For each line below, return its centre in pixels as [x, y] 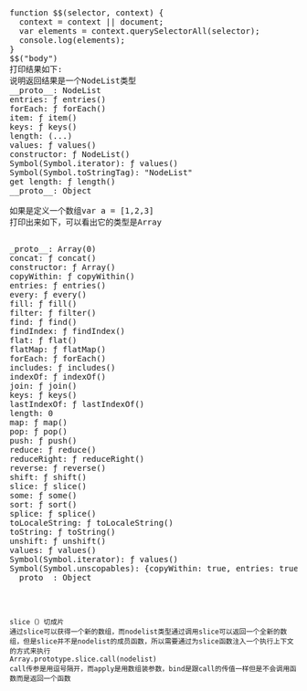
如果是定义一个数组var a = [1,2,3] [82, 210]
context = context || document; [91, 22]
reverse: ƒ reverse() [58, 468]
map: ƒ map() [39, 422]
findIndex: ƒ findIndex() [68, 331]
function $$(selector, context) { [87, 13]
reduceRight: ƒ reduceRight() [77, 459]
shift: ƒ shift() [48, 477]
